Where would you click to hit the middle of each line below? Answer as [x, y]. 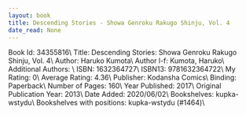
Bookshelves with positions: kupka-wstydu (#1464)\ [121, 102]
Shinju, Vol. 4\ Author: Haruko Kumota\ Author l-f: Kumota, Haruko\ [116, 61]
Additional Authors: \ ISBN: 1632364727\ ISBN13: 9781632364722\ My [122, 69]
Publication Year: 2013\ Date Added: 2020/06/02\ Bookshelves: [111, 95]
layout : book [29, 15]
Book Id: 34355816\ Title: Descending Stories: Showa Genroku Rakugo [123, 53]
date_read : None [35, 30]
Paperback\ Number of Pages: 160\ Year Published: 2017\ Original [115, 86]
